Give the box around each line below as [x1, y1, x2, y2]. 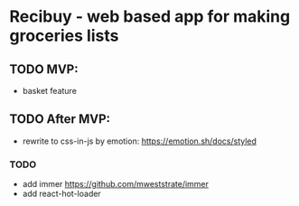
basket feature [22, 86, 77, 96]
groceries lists [9, 25, 119, 46]
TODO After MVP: [9, 111, 111, 127]
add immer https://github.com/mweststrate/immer [22, 179, 210, 190]
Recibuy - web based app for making [9, 6, 291, 27]
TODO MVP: [9, 61, 79, 77]
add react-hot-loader [22, 188, 101, 200]
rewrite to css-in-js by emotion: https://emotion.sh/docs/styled [22, 136, 257, 146]
